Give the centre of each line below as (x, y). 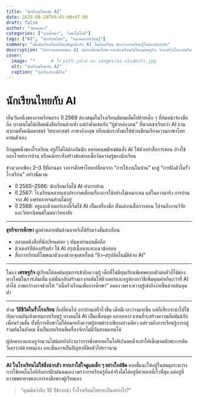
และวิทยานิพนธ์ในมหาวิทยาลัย (43, 213)
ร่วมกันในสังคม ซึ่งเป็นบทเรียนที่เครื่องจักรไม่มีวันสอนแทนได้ (64, 329)
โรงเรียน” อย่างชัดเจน (27, 174)
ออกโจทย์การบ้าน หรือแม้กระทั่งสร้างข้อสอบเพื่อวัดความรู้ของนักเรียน (71, 156)
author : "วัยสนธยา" (27, 28)
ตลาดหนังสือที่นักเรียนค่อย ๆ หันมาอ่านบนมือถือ (60, 242)
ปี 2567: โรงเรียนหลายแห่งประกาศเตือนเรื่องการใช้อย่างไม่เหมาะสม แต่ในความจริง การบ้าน (102, 193)
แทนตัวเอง (16, 138)
